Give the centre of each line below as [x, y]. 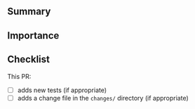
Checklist [29, 59]
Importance [33, 36]
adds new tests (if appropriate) [62, 90]
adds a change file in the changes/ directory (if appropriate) [103, 98]
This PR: [19, 76]
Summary [29, 12]
